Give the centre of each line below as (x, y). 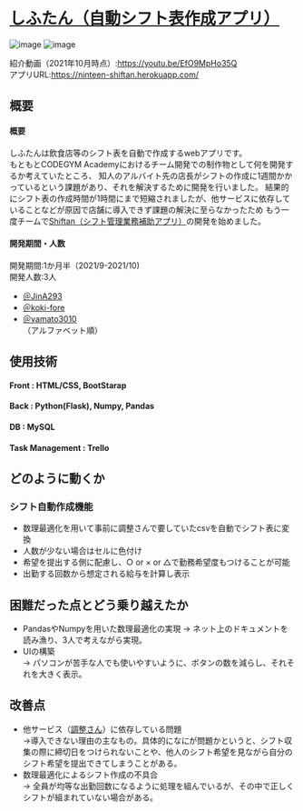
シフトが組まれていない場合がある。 (90, 797)
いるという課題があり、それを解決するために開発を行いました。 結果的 (157, 186)
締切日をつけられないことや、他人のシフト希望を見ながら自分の (173, 752)
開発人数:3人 (33, 276)
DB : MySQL (33, 426)
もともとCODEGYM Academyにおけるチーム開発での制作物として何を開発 (147, 164)
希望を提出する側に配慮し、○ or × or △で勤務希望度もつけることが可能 (156, 562)
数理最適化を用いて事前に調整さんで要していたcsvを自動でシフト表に (152, 528)
